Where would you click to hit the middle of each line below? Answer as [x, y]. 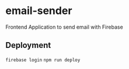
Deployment [28, 45]
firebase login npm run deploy [43, 60]
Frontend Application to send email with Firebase [64, 27]
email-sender [39, 11]
